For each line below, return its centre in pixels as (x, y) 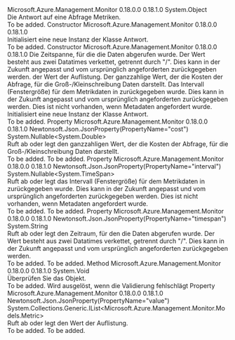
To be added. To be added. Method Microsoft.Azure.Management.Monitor (114, 263)
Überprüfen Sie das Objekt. (47, 278)
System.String (28, 226)
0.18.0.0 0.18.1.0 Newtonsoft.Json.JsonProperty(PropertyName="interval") (114, 166)
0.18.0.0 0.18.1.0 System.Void (48, 271)
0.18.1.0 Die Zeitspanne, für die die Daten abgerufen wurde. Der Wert (106, 54)
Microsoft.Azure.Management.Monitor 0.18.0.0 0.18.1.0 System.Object (107, 9)
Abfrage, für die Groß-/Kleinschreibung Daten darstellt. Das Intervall (106, 84)
